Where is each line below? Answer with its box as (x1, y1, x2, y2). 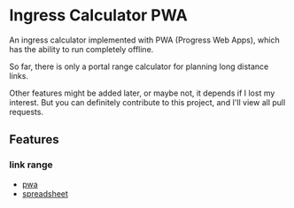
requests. (9, 106, 44, 117)
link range (9, 158, 53, 171)
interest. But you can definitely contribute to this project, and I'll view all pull (9, 96, 286, 107)
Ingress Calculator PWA (9, 5, 188, 26)
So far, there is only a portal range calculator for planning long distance (9, 61, 269, 72)
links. (9, 70, 29, 81)
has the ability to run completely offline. (9, 43, 154, 54)
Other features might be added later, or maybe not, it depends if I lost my (9, 88, 275, 98)
